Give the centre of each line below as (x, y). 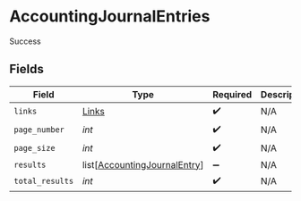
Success (26, 41)
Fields (27, 69)
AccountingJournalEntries (110, 17)
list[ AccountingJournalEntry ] (143, 164)
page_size (34, 148)
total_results (44, 181)
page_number (39, 130)
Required (232, 94)
